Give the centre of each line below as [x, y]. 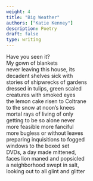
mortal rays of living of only [40, 114]
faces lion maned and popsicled [45, 159]
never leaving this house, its [41, 69]
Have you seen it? [28, 57]
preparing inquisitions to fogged [46, 139]
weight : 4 [18, 12]
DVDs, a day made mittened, [41, 152]
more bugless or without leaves [45, 133]
